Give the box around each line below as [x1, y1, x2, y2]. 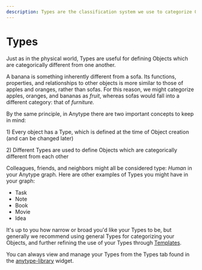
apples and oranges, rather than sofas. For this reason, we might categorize [6, 86, 194, 93]
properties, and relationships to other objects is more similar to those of [6, 79, 183, 86]
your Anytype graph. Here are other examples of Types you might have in [6, 171, 188, 178]
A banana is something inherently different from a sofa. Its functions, [6, 73, 176, 80]
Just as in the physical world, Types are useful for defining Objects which [6, 55, 188, 62]
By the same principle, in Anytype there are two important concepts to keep [6, 110, 194, 118]
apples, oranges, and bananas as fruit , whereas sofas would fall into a [6, 92, 180, 99]
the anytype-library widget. [6, 257, 74, 264]
